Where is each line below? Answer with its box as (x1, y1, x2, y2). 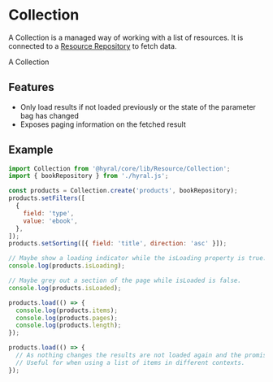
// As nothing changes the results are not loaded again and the (15, 351, 242, 359)
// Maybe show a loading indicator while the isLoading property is (8, 254, 245, 263)
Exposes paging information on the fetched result (19, 119, 186, 129)
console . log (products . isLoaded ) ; (8, 284, 122, 292)
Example (8, 143, 54, 157)
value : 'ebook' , (23, 217, 79, 225)
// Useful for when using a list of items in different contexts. (15, 358, 245, 367)
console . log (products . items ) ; (15, 306, 118, 315)
